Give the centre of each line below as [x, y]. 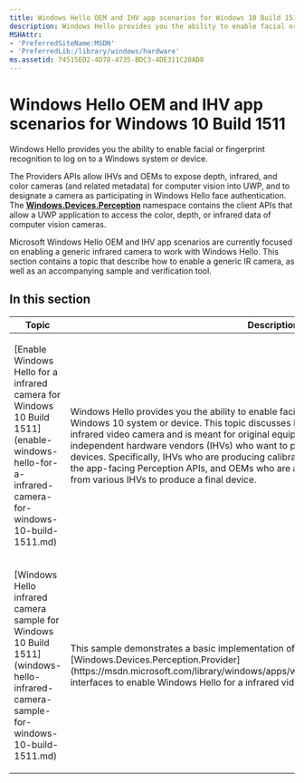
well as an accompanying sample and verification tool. [111, 271]
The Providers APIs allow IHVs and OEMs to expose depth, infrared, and [143, 176]
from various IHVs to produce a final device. [163, 479]
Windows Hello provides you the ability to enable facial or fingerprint [137, 149]
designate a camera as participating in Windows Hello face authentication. [148, 195]
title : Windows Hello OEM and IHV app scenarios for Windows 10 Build [145, 18]
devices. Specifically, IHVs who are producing [167, 457]
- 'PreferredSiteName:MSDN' [62, 43]
